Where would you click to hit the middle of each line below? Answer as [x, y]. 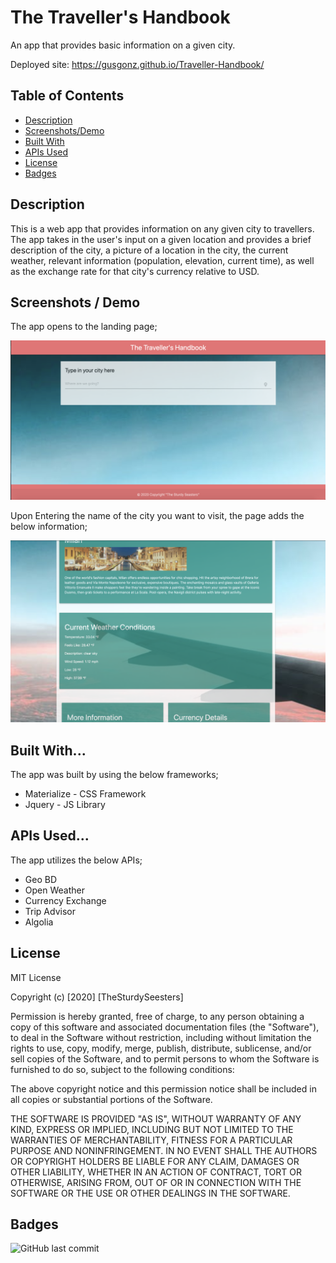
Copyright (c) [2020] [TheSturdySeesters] [97, 997]
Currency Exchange [65, 900]
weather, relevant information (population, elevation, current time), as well [162, 260]
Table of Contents [67, 96]
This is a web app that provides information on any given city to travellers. [162, 228]
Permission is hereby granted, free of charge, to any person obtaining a [157, 1016]
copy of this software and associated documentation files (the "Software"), [165, 1027]
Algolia [39, 922]
